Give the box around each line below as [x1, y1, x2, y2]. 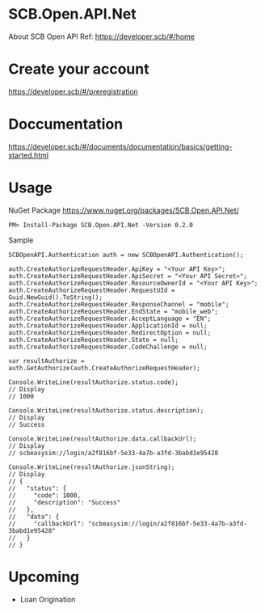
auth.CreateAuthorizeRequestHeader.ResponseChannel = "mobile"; [8, 300, 229, 308]
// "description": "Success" [8, 498, 121, 506]
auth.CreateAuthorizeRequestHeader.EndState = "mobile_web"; [8, 307, 219, 315]
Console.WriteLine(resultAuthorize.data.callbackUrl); [8, 434, 197, 443]
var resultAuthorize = [8, 357, 85, 365]
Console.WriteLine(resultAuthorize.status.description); [8, 406, 204, 415]
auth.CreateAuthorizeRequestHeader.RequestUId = [8, 286, 175, 294]
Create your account [8, 60, 149, 78]
